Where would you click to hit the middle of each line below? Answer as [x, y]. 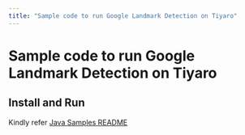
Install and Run [47, 103]
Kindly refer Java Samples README [68, 122]
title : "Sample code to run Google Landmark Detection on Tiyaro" [123, 16]
